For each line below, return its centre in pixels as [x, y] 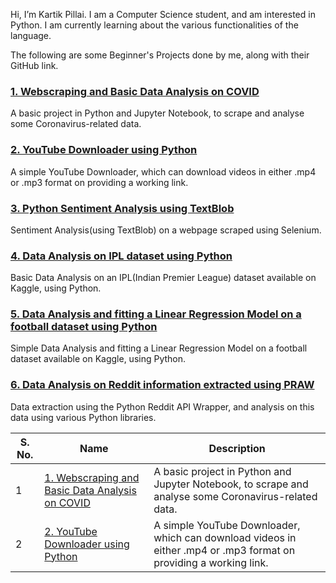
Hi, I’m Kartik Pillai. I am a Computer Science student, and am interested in [163, 14]
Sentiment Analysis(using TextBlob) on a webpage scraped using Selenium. [166, 230]
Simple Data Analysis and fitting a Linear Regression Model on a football [159, 348]
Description [237, 448]
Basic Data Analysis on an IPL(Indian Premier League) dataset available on [163, 278]
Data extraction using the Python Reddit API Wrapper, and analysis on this [162, 406]
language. [31, 35]
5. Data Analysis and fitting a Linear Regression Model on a [156, 314]
